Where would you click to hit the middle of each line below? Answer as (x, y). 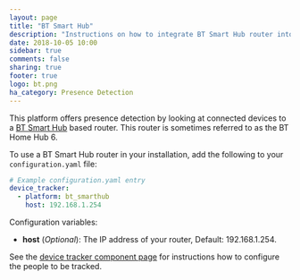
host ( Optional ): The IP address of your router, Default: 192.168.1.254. (149, 239)
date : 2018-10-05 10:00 (54, 42)
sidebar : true (36, 51)
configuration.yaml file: (53, 164)
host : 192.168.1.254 (63, 205)
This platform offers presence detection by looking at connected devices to (148, 118)
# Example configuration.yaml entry (77, 180)
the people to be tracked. (56, 266)
